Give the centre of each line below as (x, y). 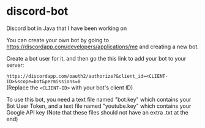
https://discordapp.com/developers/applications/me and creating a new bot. (102, 47)
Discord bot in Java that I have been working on (67, 28)
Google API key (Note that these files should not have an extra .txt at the (97, 112)
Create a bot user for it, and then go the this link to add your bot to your (96, 58)
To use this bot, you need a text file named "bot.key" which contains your (99, 99)
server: (15, 65)
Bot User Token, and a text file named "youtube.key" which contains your (99, 106)
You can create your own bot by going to (58, 40)
